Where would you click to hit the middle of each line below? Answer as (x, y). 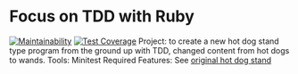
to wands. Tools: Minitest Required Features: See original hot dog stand (141, 60)
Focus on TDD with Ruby (102, 16)
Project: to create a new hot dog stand (208, 41)
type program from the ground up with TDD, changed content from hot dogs (149, 50)
